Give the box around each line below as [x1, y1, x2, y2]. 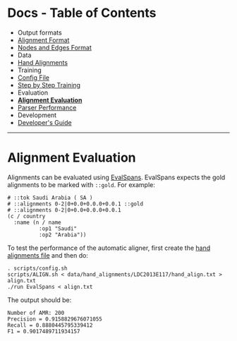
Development [17, 111, 57, 119]
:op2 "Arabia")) [38, 231, 87, 238]
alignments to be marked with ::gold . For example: [7, 180, 155, 189]
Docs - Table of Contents [7, 5, 157, 21]
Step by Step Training [17, 80, 81, 89]
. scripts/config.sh [7, 265, 68, 272]
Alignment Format [17, 35, 70, 44]
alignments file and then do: [7, 251, 88, 259]
